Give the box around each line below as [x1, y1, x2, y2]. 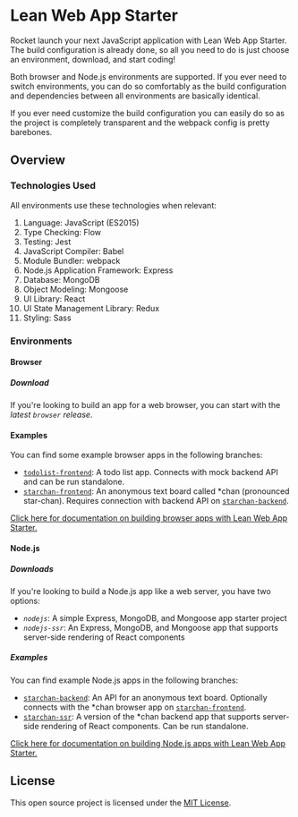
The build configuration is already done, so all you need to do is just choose [10, 44, 290, 55]
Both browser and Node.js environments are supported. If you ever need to [10, 71, 287, 81]
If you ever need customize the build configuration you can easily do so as [10, 107, 285, 118]
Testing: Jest [22, 236, 72, 247]
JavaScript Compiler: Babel [22, 245, 124, 256]
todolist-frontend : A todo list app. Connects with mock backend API [22, 467, 278, 478]
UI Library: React [22, 293, 86, 304]
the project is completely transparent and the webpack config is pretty [10, 117, 270, 128]
